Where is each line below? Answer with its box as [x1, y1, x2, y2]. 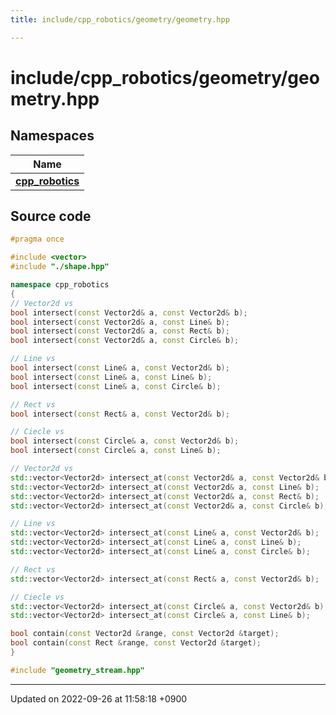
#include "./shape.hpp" [10, 262, 110, 272]
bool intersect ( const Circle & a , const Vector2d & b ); [10, 436, 240, 446]
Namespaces [10, 127, 95, 145]
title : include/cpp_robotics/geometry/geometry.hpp [10, 14, 230, 25]
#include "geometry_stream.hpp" [10, 665, 145, 675]
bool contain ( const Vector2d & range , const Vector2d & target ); [10, 629, 280, 639]
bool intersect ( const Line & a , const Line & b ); [10, 372, 213, 382]
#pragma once [10, 234, 65, 245]
